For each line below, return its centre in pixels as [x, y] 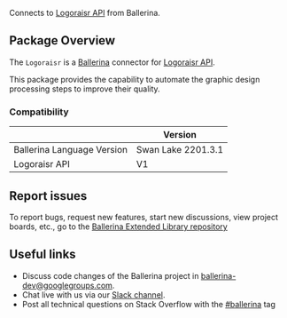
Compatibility [39, 112]
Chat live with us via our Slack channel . [93, 294]
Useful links [43, 254]
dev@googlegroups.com [67, 285]
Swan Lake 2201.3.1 [180, 150]
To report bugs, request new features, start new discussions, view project [144, 217]
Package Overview [62, 40]
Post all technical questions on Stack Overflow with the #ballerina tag [149, 304]
